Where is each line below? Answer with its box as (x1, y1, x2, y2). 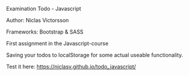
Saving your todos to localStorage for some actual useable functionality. (6, 51, 184, 59)
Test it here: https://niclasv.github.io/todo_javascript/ (6, 63, 136, 70)
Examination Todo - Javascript (6, 5, 82, 12)
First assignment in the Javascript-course (6, 40, 109, 47)
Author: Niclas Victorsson (6, 17, 69, 23)
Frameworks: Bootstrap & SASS (6, 28, 83, 35)
